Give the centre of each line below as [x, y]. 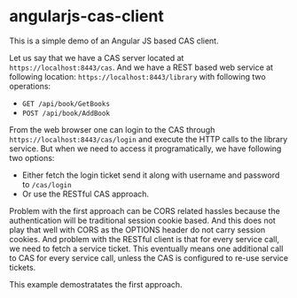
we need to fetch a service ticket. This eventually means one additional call [146, 248]
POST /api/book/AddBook [66, 113]
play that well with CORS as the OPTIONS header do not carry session [137, 229]
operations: [30, 86]
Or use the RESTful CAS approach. [85, 194]
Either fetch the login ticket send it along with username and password [151, 175]
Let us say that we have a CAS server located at [97, 57]
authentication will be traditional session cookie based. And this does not [143, 220]
